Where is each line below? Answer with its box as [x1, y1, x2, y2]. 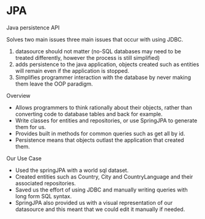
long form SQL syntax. [15, 192, 72, 199]
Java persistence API [6, 24, 60, 31]
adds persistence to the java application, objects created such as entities [15, 61, 199, 68]
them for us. [15, 123, 47, 130]
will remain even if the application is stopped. [15, 67, 130, 74]
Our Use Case [6, 154, 42, 162]
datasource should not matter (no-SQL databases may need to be [15, 47, 182, 55]
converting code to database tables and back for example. [15, 110, 163, 117]
